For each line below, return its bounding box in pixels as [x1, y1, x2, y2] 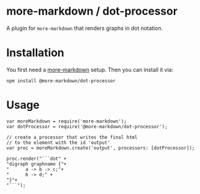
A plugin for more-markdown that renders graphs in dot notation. [6, 24, 163, 32]
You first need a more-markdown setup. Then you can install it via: [6, 66, 174, 73]
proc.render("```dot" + [6, 156, 67, 162]
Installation [6, 46, 65, 60]
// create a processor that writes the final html [6, 134, 138, 140]
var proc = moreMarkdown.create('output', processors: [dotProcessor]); [6, 145, 195, 151]
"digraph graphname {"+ [6, 160, 67, 167]
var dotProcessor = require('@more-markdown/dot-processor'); [6, 123, 168, 129]
